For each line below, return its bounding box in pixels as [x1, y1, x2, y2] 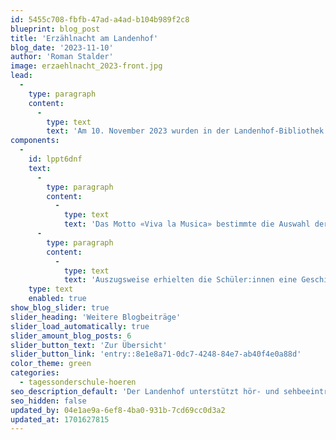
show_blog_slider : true [10, 303, 110, 313]
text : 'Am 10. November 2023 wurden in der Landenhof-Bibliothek [46, 126, 325, 136]
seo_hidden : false [10, 396, 87, 406]
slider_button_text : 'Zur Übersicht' [10, 340, 168, 350]
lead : [10, 71, 33, 81]
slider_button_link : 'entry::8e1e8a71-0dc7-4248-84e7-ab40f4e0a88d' [10, 349, 302, 360]
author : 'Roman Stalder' [10, 52, 114, 62]
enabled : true [28, 294, 87, 304]
